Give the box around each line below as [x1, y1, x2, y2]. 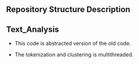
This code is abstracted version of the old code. [14, 40, 131, 47]
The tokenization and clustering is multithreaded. [14, 51, 134, 58]
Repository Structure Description [6, 5, 131, 15]
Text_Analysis [6, 24, 59, 34]
